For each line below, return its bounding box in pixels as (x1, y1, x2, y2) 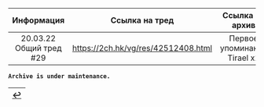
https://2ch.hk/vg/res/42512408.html (71, 43, 213, 53)
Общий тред (14, 43, 62, 53)
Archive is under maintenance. (8, 73, 111, 80)
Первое (229, 33, 258, 44)
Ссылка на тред (110, 15, 174, 26)
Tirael (227, 52, 249, 63)
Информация (12, 15, 65, 26)
